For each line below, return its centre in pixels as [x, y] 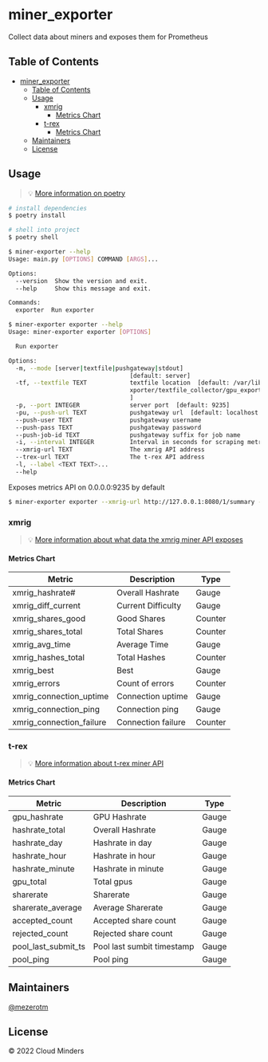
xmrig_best [33, 671]
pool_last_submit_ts [49, 946]
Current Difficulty [149, 606]
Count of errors [146, 683]
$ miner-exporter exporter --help [66, 324]
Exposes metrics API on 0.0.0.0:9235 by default [87, 487]
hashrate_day [37, 843]
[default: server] [160, 376]
